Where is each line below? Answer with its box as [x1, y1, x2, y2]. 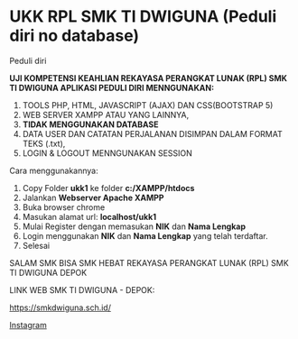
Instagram [9, 319, 47, 330]
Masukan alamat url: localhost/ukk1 [22, 211, 156, 222]
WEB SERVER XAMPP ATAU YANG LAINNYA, [22, 109, 190, 120]
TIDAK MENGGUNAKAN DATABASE [22, 119, 159, 130]
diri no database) [9, 25, 140, 46]
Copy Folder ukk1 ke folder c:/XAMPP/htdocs [22, 182, 195, 193]
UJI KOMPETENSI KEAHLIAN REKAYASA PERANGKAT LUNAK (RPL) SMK [9, 72, 287, 83]
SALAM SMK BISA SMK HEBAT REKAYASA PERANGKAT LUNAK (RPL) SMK [9, 257, 289, 268]
